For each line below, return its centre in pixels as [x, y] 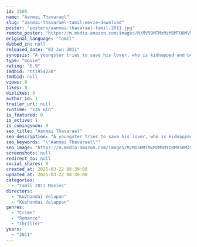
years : [14, 229]
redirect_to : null [28, 159]
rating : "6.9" [23, 66]
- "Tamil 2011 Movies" [39, 186]
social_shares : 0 [27, 164]
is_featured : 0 [25, 115]
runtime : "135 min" [30, 109]
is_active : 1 [22, 121]
